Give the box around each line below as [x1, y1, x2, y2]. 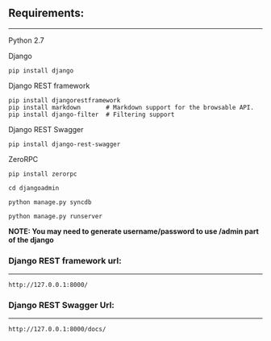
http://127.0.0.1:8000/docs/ [8, 326, 106, 334]
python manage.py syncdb [8, 198, 92, 206]
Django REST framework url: [8, 255, 123, 266]
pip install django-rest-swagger [8, 140, 121, 148]
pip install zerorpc [8, 169, 78, 178]
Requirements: [8, 6, 85, 20]
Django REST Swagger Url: [8, 300, 115, 311]
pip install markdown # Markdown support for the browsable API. [8, 103, 254, 111]
